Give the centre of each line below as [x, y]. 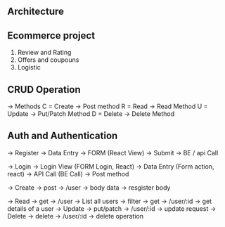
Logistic [29, 67]
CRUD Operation [44, 90]
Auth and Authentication [63, 136]
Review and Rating [44, 53]
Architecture [36, 12]
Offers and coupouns [48, 60]
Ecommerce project [51, 35]
